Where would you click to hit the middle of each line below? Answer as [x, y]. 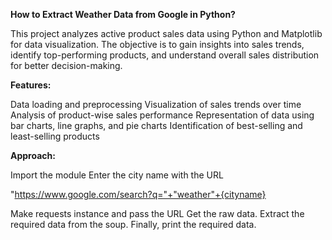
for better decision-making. [66, 65]
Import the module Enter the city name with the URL [117, 175]
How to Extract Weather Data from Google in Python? [123, 14]
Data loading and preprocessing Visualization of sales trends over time [156, 104]
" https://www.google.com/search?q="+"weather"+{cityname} [138, 194]
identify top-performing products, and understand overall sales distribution [165, 55]
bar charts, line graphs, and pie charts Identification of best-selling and [156, 125]
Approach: [33, 155]
